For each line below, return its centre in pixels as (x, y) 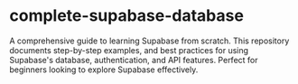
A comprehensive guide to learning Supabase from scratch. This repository (149, 41)
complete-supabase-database (126, 16)
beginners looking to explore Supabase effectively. (104, 70)
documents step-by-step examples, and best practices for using (129, 50)
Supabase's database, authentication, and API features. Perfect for (134, 60)
